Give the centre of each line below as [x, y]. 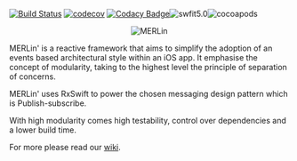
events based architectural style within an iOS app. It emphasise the [133, 57]
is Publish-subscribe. [48, 103]
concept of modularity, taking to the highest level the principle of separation [148, 67]
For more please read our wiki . [65, 147]
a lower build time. [43, 130]
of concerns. [32, 76]
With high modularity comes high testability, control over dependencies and [148, 121]
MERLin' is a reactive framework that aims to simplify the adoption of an [141, 48]
